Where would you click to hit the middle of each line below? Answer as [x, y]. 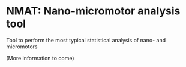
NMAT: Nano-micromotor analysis [93, 11]
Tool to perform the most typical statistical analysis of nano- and [86, 40]
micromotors [22, 47]
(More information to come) [40, 58]
